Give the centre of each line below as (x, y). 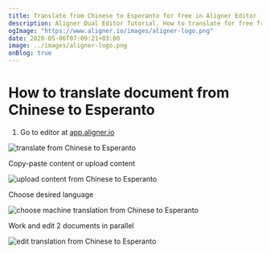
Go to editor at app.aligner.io (67, 132)
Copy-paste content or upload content (72, 163)
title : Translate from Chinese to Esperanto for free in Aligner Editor (133, 16)
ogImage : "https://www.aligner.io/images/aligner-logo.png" (111, 31)
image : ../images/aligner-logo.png (68, 46)
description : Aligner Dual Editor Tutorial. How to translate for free (131, 23)
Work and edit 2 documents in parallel (71, 225)
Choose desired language (51, 195)
